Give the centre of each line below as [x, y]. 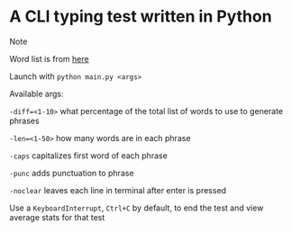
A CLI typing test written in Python [141, 17]
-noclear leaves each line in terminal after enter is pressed [118, 190]
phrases [24, 120]
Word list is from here [49, 58]
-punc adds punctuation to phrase [72, 173]
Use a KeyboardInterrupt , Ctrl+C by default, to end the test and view [137, 208]
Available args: [36, 94]
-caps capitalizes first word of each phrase [89, 156]
